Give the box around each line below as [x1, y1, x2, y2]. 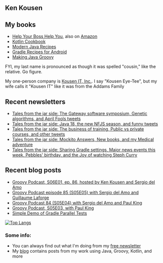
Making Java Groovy [12, 54, 54, 60]
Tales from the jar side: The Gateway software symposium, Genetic [12, 111, 147, 117]
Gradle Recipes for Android [12, 49, 67, 55]
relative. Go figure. [5, 69, 42, 75]
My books [5, 20, 36, 29]
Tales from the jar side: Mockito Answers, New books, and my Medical [12, 137, 154, 142]
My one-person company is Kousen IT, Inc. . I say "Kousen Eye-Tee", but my [5, 78, 157, 84]
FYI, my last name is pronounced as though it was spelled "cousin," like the [5, 63, 156, 70]
